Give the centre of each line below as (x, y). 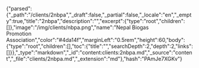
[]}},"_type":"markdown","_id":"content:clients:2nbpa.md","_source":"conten (99, 52)
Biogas (140, 27)
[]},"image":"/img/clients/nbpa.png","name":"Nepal (68, 27)
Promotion (19, 34)
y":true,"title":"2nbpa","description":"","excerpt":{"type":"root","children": (96, 21)
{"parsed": (19, 9)
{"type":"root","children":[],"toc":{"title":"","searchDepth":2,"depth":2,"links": (99, 46)
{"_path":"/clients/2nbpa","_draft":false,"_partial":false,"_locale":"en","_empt (99, 15)
